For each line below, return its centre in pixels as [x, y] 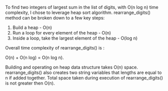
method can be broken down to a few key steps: [55, 18]
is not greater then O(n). [30, 83]
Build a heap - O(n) [32, 27]
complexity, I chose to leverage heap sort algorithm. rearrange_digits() [78, 12]
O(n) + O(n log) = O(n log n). [35, 57]
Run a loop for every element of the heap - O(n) [62, 33]
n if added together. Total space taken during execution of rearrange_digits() [84, 78]
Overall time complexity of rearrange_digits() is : [55, 48]
